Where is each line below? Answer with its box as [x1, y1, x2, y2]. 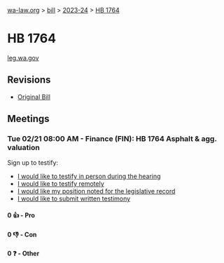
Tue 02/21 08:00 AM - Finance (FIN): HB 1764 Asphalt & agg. [7, 134, 217, 144]
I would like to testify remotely [17, 180, 105, 188]
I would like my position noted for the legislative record [17, 187, 176, 196]
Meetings [7, 113, 50, 125]
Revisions [7, 74, 51, 86]
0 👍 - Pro [7, 211, 35, 220]
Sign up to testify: [7, 159, 58, 167]
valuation [7, 143, 40, 153]
